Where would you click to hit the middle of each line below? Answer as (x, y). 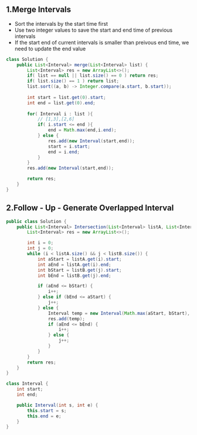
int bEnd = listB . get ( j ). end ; (74, 275)
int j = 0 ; (40, 248)
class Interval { (27, 384)
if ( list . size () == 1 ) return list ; (73, 81)
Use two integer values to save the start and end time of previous (94, 30)
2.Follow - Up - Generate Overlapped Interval (90, 208)
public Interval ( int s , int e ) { (57, 405)
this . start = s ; (47, 410)
